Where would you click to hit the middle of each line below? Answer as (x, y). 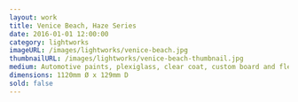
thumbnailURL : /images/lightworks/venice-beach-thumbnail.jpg (126, 59)
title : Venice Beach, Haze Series (73, 26)
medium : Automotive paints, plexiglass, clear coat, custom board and (142, 67)
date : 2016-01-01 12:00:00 (59, 34)
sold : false (31, 83)
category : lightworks (49, 42)
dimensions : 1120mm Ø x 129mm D (69, 75)
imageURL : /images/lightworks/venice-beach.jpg (99, 51)
